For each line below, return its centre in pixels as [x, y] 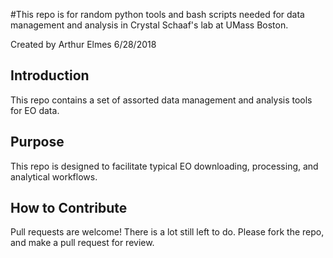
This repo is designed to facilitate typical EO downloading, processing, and [164, 166]
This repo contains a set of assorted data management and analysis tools [161, 100]
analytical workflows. [54, 176]
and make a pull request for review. [82, 243]
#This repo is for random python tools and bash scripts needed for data [157, 14]
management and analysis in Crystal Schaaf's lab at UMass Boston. [149, 25]
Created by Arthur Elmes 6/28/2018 [83, 44]
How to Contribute [69, 208]
